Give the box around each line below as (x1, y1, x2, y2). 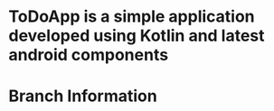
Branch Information (8, 86, 157, 106)
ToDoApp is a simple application (8, 6, 255, 27)
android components (8, 45, 169, 65)
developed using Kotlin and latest (8, 25, 265, 46)
